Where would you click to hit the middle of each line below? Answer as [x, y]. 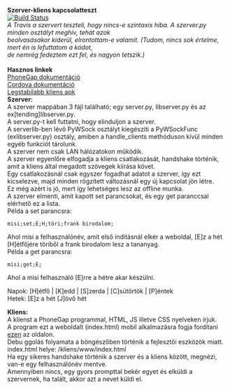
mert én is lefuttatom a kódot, [50, 47]
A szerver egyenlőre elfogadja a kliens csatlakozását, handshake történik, [113, 159]
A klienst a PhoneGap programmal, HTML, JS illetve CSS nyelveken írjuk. [112, 319]
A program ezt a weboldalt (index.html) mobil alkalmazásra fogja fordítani [113, 327]
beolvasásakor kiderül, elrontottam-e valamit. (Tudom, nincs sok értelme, [113, 40]
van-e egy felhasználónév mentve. [57, 364]
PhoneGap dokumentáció [44, 77]
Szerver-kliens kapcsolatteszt [52, 10]
